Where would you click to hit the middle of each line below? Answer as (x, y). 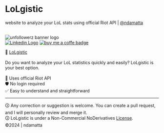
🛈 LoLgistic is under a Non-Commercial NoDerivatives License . (69, 118)
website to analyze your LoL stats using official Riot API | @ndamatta (74, 23)
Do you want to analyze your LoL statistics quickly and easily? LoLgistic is (79, 62)
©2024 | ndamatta (24, 125)
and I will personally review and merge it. (46, 112)
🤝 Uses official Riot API (28, 78)
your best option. (22, 68)
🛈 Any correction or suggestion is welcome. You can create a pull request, (80, 105)
